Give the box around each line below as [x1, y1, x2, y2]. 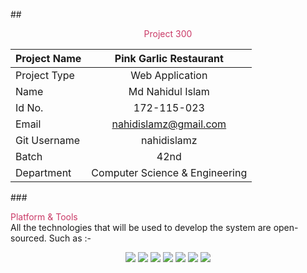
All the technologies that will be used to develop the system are [10, 222, 272, 233]
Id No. [15, 101, 44, 114]
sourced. [10, 232, 47, 244]
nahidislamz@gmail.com [111, 117, 227, 131]
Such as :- [48, 232, 92, 244]
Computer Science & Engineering [91, 166, 248, 179]
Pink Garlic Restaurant [114, 52, 224, 65]
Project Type [15, 69, 75, 82]
